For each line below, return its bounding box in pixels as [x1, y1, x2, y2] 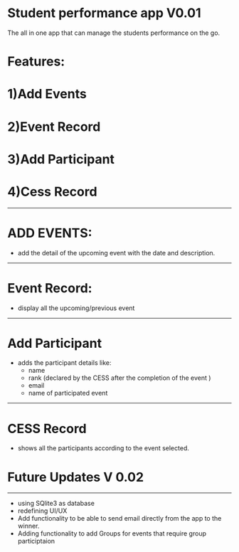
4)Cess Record [7, 184, 97, 200]
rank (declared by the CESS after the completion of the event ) [28, 373, 211, 382]
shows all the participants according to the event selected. [17, 444, 190, 452]
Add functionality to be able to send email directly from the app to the [17, 514, 222, 523]
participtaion [17, 537, 55, 546]
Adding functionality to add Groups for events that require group [17, 529, 206, 538]
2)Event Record [7, 119, 101, 134]
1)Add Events [7, 86, 87, 102]
